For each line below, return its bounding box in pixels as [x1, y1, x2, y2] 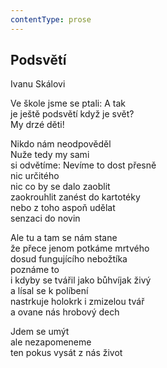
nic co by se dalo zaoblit [10, 181, 111, 193]
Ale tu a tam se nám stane [10, 232, 118, 244]
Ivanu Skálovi [10, 78, 66, 90]
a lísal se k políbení [10, 285, 89, 297]
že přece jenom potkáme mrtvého [10, 242, 150, 255]
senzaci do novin [10, 212, 81, 225]
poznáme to [10, 264, 60, 276]
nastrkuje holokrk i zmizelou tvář [10, 296, 145, 308]
